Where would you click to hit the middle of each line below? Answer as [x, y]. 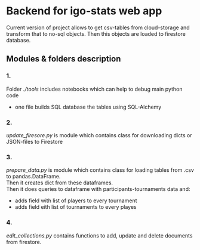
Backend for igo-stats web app [84, 11]
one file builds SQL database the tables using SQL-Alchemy [88, 107]
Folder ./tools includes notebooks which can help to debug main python [94, 89]
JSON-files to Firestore [35, 141]
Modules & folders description [64, 59]
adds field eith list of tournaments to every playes [76, 207]
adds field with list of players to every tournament [76, 200]
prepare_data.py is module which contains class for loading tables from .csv [100, 170]
